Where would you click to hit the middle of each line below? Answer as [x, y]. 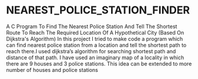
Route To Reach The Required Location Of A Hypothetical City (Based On [95, 32]
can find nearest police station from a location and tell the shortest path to [96, 45]
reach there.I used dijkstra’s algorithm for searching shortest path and [91, 51]
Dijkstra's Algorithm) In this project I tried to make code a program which [95, 39]
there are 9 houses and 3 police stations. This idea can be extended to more [99, 63]
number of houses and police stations [52, 70]
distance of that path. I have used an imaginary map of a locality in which [95, 57]
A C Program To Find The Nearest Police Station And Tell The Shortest [92, 26]
